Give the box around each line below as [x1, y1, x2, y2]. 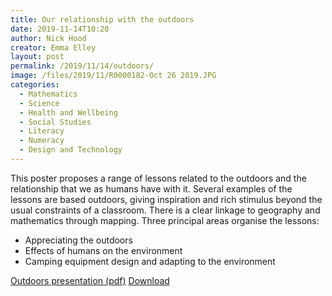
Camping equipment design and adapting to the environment [24, 255, 276, 267]
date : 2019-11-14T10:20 [10, 24, 110, 34]
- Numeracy [19, 136, 65, 146]
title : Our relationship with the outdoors [10, 14, 195, 25]
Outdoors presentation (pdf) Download [10, 274, 170, 286]
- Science [19, 98, 60, 108]
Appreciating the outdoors [24, 234, 133, 246]
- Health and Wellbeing [19, 107, 118, 118]
